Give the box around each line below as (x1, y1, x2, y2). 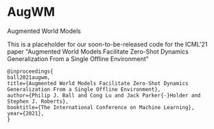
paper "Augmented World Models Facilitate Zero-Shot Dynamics (7, 47, 189, 56)
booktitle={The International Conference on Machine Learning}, (7, 104, 195, 110)
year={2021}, (7, 110, 45, 117)
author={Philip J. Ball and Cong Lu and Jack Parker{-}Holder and (7, 92, 201, 99)
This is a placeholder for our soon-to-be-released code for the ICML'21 (7, 40, 208, 48)
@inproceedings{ (7, 68, 53, 75)
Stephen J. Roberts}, (7, 97, 69, 105)
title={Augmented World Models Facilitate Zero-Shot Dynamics (7, 80, 189, 86)
